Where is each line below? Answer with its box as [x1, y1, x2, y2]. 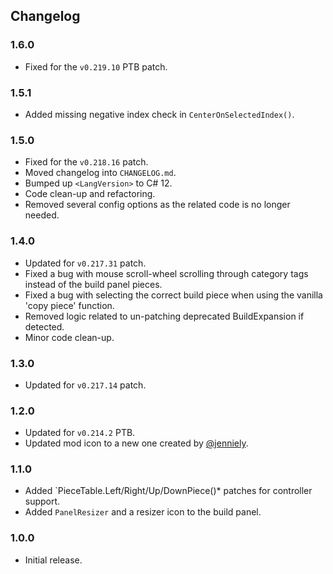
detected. [24, 320, 65, 333]
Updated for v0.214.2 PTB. [24, 427, 136, 439]
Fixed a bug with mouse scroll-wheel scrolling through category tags [24, 267, 309, 279]
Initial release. [24, 554, 83, 566]
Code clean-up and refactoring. [24, 188, 156, 200]
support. [24, 495, 61, 508]
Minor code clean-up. [24, 331, 115, 343]
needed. [24, 209, 60, 221]
